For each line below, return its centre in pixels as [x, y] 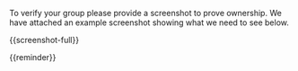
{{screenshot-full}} [44, 40]
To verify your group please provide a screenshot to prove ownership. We [146, 13]
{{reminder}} [33, 57]
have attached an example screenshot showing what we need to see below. [149, 22]
